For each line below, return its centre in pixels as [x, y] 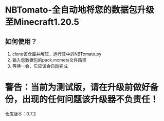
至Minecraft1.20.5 [42, 22]
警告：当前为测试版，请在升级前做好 [78, 87]
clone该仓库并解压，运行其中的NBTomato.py [57, 54]
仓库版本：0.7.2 [21, 114]
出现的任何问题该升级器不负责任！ [91, 99]
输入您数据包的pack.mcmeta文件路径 [49, 60]
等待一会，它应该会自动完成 [40, 66]
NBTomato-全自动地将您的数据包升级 [80, 10]
